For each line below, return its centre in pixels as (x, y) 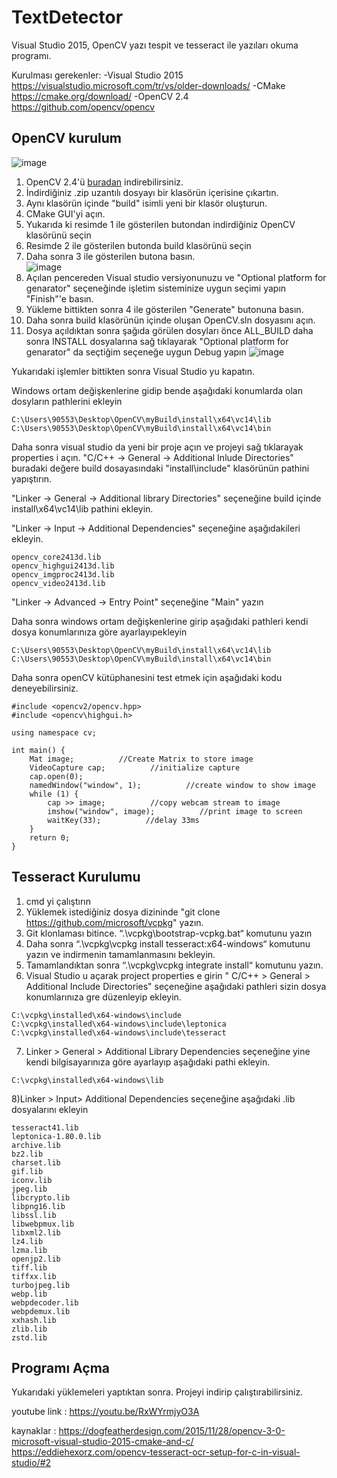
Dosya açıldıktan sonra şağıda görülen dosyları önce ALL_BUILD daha (169, 330)
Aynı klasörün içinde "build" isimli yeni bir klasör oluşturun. (146, 203)
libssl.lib (34, 1215)
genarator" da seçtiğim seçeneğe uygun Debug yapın (136, 352)
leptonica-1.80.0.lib (56, 1136)
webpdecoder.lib (45, 1302)
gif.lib (27, 1171)
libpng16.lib (38, 1206)
